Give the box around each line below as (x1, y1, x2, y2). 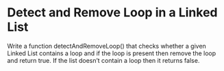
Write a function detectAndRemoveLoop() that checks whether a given (7, 42, 207, 50)
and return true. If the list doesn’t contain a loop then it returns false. (7, 56, 200, 64)
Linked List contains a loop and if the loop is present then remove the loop (7, 49, 216, 57)
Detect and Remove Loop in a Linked (7, 5, 218, 20)
